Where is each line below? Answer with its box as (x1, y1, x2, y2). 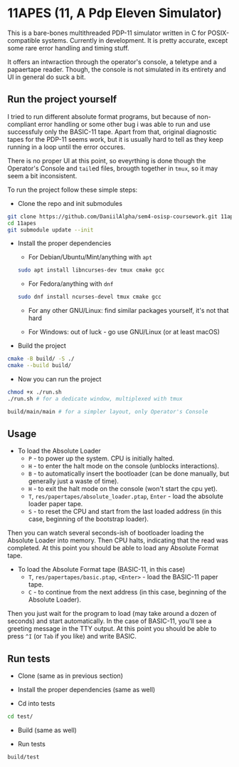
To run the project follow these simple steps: (7, 185, 138, 194)
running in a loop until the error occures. (7, 143, 126, 151)
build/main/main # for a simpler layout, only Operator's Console (7, 408, 208, 415)
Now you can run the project (17, 374, 102, 383)
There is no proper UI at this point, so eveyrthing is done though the (7, 156, 206, 165)
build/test (7, 753, 40, 761)
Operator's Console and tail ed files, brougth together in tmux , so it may (7, 164, 218, 173)
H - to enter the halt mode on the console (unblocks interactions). (28, 462, 219, 470)
